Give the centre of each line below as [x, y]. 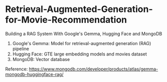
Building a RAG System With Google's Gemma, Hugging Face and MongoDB [84, 33]
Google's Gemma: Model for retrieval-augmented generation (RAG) [82, 43]
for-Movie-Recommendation [66, 20]
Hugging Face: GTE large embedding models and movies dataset [79, 54]
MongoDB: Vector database [41, 59]
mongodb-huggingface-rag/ [34, 74]
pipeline [21, 48]
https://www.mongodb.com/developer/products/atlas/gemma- [94, 69]
